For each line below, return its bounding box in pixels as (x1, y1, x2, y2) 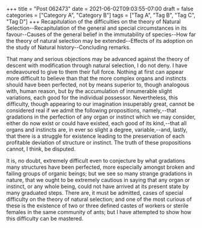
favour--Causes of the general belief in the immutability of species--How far (6, 31, 196, 38)
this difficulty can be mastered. (6, 215, 84, 222)
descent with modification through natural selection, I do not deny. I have (6, 62, 188, 69)
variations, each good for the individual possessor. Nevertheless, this (6, 94, 178, 101)
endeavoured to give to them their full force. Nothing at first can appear (6, 68, 184, 75)
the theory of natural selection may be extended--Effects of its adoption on (6, 37, 193, 44)
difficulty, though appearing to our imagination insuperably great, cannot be (6, 100, 195, 108)
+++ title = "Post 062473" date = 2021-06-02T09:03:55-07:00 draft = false (6, 5, 194, 12)
